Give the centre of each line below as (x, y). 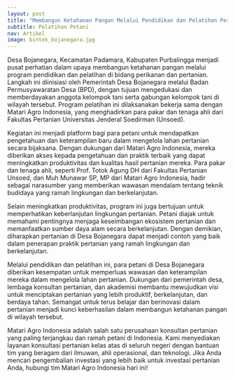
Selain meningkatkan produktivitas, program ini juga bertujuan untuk (106, 206)
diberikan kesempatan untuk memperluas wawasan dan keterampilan (107, 272)
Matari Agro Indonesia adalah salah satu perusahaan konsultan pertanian (113, 331)
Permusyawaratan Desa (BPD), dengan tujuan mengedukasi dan (100, 90)
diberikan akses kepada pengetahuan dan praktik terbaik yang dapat (106, 156)
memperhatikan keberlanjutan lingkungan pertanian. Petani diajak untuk (111, 214)
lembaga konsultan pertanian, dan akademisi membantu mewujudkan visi (113, 287)
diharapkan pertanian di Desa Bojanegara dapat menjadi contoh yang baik (114, 237)
